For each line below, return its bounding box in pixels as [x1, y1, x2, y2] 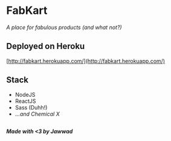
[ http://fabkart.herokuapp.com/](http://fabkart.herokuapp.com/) [6, 57, 165, 64]
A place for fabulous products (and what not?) [6, 24, 122, 31]
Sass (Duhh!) [15, 103, 48, 111]
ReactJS [15, 97, 36, 105]
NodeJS [15, 91, 36, 98]
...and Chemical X [15, 110, 60, 117]
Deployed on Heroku [6, 41, 85, 51]
